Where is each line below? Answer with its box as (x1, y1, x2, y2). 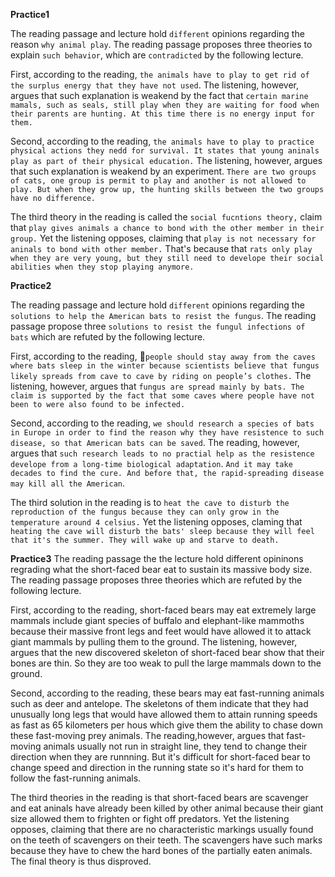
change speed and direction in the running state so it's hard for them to (10, 762, 304, 773)
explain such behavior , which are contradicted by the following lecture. (10, 49, 304, 61)
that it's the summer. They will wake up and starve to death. (10, 535, 280, 545)
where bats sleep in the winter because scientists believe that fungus (10, 361, 320, 371)
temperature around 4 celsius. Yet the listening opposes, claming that (10, 516, 303, 528)
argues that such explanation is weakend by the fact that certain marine (10, 90, 309, 101)
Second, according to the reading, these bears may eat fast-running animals (10, 687, 325, 699)
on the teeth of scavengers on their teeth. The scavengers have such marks (10, 834, 323, 846)
